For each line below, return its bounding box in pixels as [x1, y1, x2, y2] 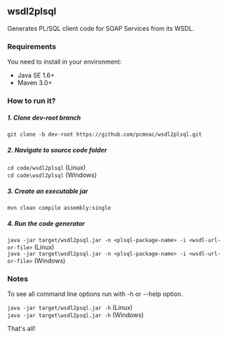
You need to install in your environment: [7, 57, 122, 66]
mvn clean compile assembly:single [7, 204, 111, 211]
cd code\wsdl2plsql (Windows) [7, 171, 97, 179]
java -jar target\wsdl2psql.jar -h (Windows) [7, 311, 144, 319]
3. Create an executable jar [7, 187, 88, 195]
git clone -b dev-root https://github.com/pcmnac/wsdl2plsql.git [7, 131, 202, 138]
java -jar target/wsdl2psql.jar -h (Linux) [7, 304, 133, 312]
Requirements [7, 41, 57, 51]
